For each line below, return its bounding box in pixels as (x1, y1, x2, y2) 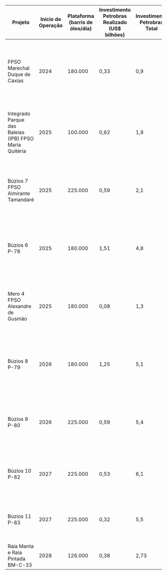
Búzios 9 (7, 416, 28, 422)
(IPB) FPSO (7, 135, 34, 142)
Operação (39, 22, 63, 29)
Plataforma (67, 12, 94, 19)
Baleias (7, 129, 25, 136)
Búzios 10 (7, 467, 31, 474)
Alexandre (7, 303, 31, 310)
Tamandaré (7, 196, 34, 203)
